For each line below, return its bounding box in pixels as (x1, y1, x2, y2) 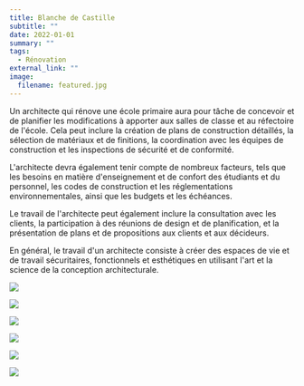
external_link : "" (9, 64, 79, 73)
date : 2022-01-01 (9, 30, 75, 39)
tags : (9, 47, 30, 56)
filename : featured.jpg (17, 81, 107, 90)
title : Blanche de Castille (9, 13, 116, 23)
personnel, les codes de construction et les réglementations (9, 180, 233, 191)
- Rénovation (17, 55, 67, 64)
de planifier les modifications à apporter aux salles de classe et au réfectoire (9, 115, 294, 126)
